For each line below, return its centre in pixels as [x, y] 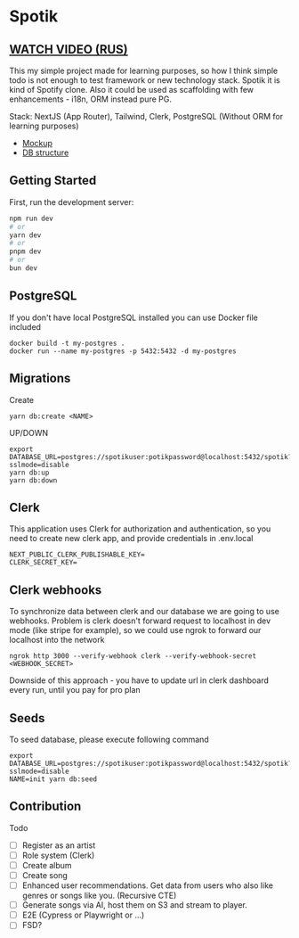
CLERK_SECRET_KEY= [43, 563]
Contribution [45, 806]
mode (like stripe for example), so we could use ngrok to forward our [135, 630]
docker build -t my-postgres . [67, 343]
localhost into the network [57, 640]
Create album [47, 865]
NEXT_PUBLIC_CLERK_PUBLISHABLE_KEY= [77, 555]
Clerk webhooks [56, 590]
